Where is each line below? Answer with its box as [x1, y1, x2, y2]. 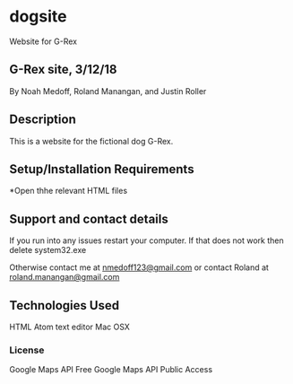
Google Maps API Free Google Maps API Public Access [9, 364, 213, 375]
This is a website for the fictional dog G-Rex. [9, 135, 174, 146]
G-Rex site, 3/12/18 [9, 62, 118, 77]
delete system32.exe [9, 245, 87, 256]
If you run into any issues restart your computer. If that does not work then [9, 235, 284, 246]
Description [9, 112, 76, 127]
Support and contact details [9, 211, 168, 226]
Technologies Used [9, 298, 119, 313]
